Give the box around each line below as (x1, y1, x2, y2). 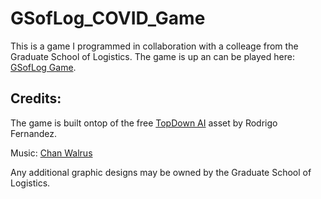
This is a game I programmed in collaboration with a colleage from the (10, 40, 299, 52)
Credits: (10, 90, 62, 107)
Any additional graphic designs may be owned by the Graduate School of (10, 166, 312, 178)
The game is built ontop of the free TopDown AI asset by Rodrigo (10, 117, 278, 129)
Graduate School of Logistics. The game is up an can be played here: (10, 50, 295, 62)
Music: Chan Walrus (10, 147, 93, 159)
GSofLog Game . (10, 61, 77, 73)
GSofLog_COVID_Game (10, 7, 206, 30)
